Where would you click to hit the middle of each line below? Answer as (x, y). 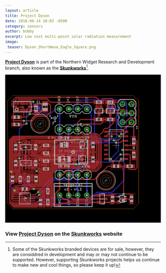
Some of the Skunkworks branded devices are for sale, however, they (83, 249)
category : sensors (24, 26)
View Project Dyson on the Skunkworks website (64, 234)
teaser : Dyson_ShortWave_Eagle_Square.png (52, 47)
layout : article (22, 10)
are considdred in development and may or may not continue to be (80, 255)
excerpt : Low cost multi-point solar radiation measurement (68, 37)
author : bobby (20, 31)
